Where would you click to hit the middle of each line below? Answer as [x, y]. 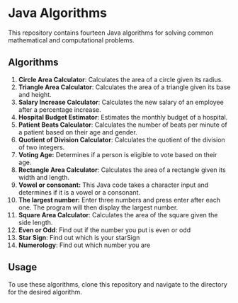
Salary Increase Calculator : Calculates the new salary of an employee [121, 102]
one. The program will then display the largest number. [98, 207]
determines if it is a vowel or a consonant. [79, 192]
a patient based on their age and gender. [78, 132]
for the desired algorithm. [45, 292]
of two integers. [41, 147]
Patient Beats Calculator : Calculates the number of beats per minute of [123, 125]
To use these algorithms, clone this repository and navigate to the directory [118, 284]
